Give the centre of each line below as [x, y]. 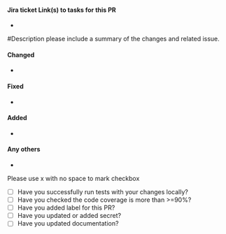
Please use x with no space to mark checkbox [73, 179]
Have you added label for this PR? [66, 208]
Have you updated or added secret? [69, 216]
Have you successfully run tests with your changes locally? [103, 192]
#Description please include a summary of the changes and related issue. [114, 39]
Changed [21, 54]
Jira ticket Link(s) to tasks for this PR [62, 10]
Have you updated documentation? [68, 224]
